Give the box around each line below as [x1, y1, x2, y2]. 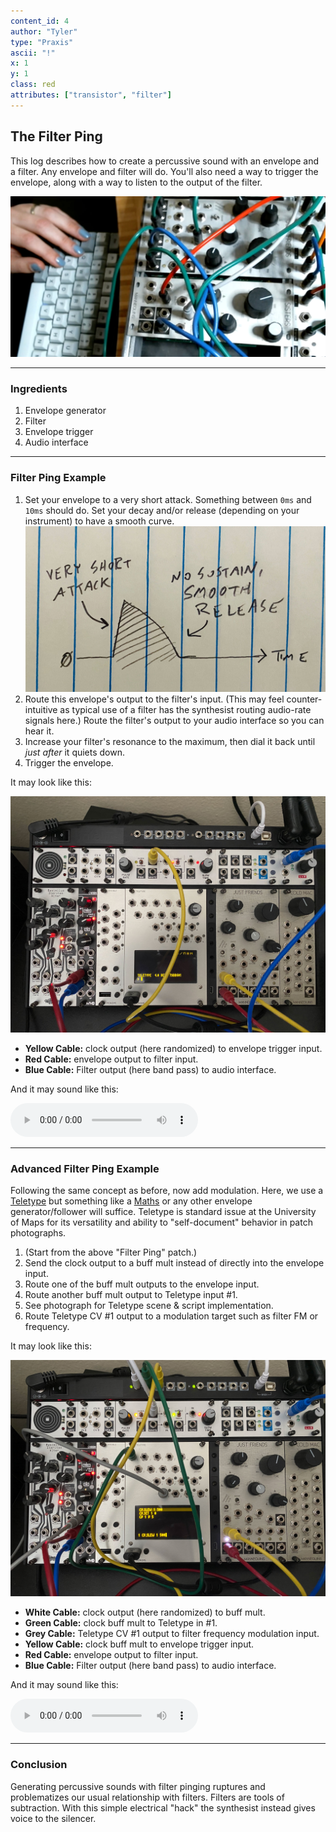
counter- [286, 693, 323, 705]
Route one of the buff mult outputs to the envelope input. [24, 1278, 260, 1290]
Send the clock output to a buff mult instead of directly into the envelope [24, 1257, 325, 1269]
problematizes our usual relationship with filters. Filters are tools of [10, 1791, 285, 1803]
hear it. [24, 725, 55, 737]
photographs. [10, 1227, 67, 1239]
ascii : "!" [10, 48, 56, 58]
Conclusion [10, 1758, 68, 1772]
